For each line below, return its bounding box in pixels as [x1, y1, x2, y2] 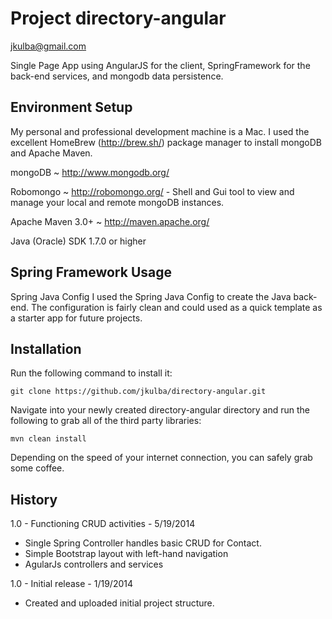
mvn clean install [10, 434, 87, 444]
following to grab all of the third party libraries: [10, 415, 202, 427]
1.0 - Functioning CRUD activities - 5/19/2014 [10, 518, 196, 530]
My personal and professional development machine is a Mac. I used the [10, 125, 310, 137]
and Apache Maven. [10, 147, 93, 159]
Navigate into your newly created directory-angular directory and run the [10, 404, 310, 416]
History [10, 491, 58, 508]
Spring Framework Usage [10, 264, 172, 281]
